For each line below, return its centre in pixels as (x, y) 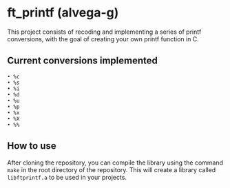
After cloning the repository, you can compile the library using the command (115, 163)
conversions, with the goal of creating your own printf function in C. (103, 39)
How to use (32, 146)
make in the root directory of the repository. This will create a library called (112, 169)
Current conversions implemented (83, 61)
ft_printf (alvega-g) (63, 13)
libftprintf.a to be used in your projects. (67, 177)
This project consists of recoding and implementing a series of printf (104, 32)
